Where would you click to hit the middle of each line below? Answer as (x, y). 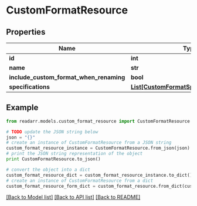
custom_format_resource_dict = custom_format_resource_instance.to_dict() (99, 175)
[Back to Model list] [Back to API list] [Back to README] (73, 197)
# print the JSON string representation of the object (74, 154)
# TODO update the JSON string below (52, 132)
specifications (29, 87)
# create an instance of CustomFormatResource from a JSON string (89, 143)
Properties (26, 32)
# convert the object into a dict (48, 170)
